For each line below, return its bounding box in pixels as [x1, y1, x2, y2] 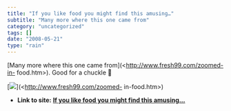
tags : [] [7, 29, 32, 37]
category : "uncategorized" [7, 23, 85, 30]
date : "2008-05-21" [7, 36, 63, 43]
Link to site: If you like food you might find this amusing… [17, 96, 185, 104]
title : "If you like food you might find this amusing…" [7, 10, 174, 17]
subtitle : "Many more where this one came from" [7, 17, 150, 23]
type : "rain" [7, 42, 45, 49]
